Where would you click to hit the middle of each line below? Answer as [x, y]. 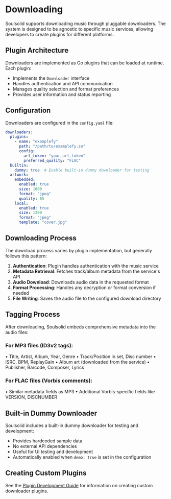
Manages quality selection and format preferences [66, 89]
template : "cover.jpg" [43, 222]
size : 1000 [30, 189]
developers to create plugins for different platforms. [59, 34]
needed [21, 293]
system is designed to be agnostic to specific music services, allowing [79, 29]
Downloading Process [41, 238]
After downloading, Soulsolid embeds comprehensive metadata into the [81, 327]
